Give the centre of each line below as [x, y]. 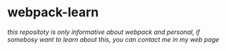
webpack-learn [53, 12]
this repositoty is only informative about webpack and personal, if [104, 32]
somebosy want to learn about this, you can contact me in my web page [113, 39]
